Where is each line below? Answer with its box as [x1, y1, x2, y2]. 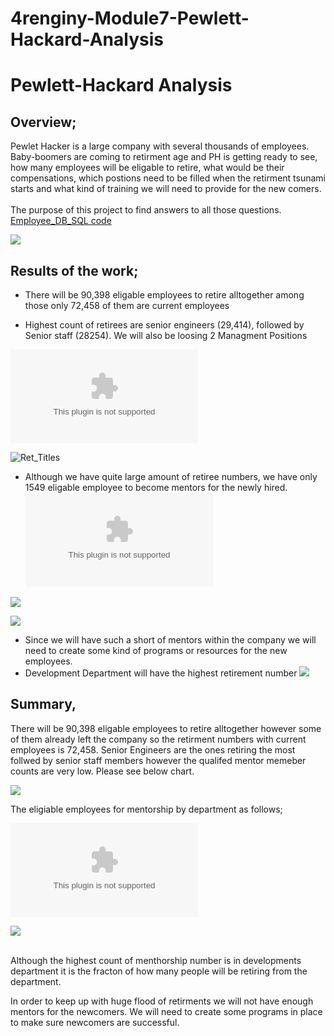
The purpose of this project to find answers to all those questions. [10, 204, 282, 216]
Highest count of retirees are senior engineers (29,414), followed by [24, 319, 305, 331]
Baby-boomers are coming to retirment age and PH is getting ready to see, [10, 151, 318, 163]
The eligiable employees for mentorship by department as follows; [10, 803, 283, 815]
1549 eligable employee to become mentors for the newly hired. [24, 482, 288, 493]
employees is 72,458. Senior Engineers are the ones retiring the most [10, 743, 296, 756]
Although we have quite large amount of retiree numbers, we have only [24, 471, 318, 482]
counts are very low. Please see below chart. [10, 765, 195, 777]
